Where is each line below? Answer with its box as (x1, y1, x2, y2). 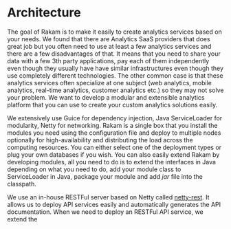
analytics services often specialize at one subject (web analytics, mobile (7, 78, 212, 87)
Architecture (7, 5, 81, 21)
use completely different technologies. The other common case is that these (7, 71, 223, 80)
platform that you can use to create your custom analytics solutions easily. (7, 100, 218, 109)
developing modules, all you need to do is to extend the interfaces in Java (7, 157, 217, 166)
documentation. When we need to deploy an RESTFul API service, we (7, 208, 204, 216)
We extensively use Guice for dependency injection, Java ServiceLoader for (7, 113, 223, 122)
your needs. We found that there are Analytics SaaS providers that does (7, 34, 211, 43)
